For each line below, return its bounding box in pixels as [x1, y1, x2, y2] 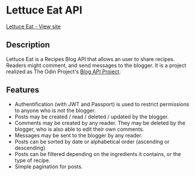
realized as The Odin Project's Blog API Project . [6, 68, 122, 75]
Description [6, 40, 50, 50]
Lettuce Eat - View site [6, 23, 61, 30]
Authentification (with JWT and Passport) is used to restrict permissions [14, 100, 190, 107]
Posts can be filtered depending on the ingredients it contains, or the [14, 150, 181, 157]
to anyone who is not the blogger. [14, 107, 96, 114]
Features [6, 85, 39, 95]
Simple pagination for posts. [14, 163, 83, 170]
